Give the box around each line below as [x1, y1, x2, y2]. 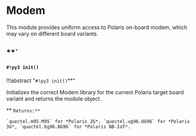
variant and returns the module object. [6, 95, 101, 102]
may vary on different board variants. [6, 30, 98, 37]
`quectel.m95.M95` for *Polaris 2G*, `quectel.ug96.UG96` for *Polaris [6, 118, 190, 125]
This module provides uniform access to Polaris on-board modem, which [6, 24, 188, 31]
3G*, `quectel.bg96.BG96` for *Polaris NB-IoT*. [6, 123, 131, 130]
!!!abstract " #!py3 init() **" [6, 77, 76, 84]
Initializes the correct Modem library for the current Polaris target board [6, 88, 184, 96]
